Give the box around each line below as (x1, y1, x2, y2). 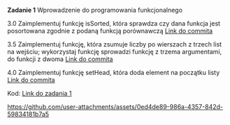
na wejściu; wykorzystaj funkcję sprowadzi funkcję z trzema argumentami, (7, 48, 222, 56)
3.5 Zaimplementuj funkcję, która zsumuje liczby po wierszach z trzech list (7, 40, 222, 48)
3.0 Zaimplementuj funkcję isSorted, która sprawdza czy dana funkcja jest (7, 19, 221, 27)
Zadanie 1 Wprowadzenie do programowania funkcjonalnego (7, 6, 183, 14)
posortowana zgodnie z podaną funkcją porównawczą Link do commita (7, 27, 213, 35)
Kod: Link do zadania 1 (7, 90, 72, 97)
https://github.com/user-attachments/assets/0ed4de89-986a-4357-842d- (7, 103, 224, 110)
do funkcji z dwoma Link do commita (7, 55, 113, 63)
